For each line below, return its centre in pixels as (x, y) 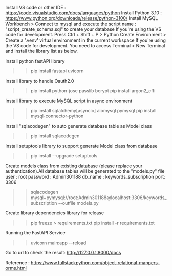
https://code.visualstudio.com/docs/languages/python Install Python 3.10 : (84, 13)
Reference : (17, 263)
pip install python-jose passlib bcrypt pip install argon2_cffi (93, 91)
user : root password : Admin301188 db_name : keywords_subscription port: (85, 177)
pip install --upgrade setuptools (64, 156)
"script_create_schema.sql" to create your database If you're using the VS (83, 29)
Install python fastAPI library (35, 61)
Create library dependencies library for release (55, 213)
